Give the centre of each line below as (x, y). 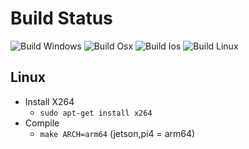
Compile (42, 123)
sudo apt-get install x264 (96, 113)
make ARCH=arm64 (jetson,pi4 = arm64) (117, 133)
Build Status (61, 18)
